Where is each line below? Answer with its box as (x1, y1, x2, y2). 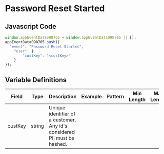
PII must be (48, 135, 75, 141)
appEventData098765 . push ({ (5, 39, 60, 44)
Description (48, 93, 77, 100)
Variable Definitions (5, 76, 67, 84)
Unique (48, 104, 66, 111)
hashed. (48, 140, 67, 147)
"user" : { (14, 49, 34, 53)
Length (128, 96, 146, 103)
